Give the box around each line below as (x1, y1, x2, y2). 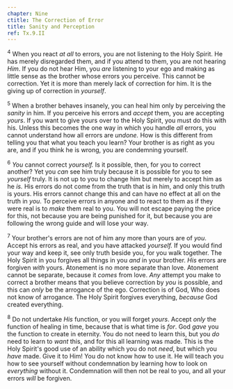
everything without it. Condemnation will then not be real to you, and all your (7, 366, 226, 375)
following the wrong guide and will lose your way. (7, 220, 149, 228)
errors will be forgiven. (7, 374, 72, 382)
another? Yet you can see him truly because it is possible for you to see (7, 167, 212, 176)
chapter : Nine (7, 10, 49, 17)
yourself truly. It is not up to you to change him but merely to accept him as (7, 175, 223, 183)
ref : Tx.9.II (7, 29, 45, 37)
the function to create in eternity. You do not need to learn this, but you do (7, 329, 220, 338)
